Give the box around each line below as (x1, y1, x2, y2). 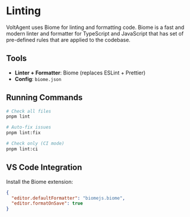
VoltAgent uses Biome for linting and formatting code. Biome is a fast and (6, 24, 185, 31)
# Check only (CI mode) (6, 141, 65, 147)
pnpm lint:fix (6, 130, 41, 136)
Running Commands (6, 93, 83, 103)
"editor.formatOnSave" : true (11, 200, 83, 206)
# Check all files (6, 108, 51, 114)
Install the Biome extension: (6, 178, 74, 185)
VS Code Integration (6, 163, 83, 173)
